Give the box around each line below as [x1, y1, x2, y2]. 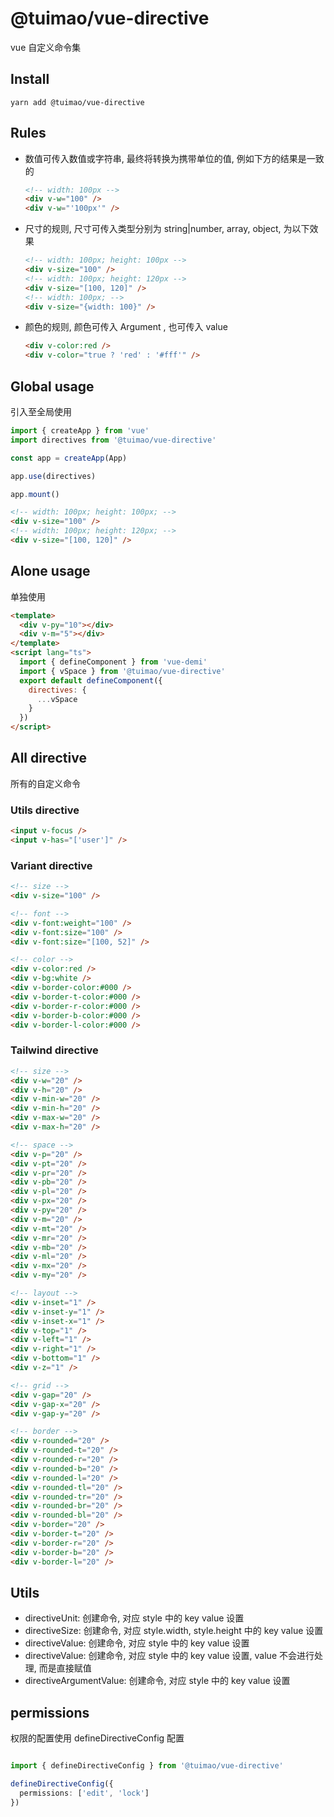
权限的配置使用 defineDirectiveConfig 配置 [10, 1732, 185, 1744]
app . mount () [10, 489, 60, 499]
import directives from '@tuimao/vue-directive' [10, 435, 217, 445]
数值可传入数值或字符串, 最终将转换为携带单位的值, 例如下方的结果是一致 [24, 152, 325, 164]
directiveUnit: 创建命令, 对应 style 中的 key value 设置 [24, 1612, 245, 1624]
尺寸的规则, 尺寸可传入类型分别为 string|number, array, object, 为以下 [24, 223, 310, 235]
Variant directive [10, 858, 93, 872]
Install [10, 71, 50, 88]
